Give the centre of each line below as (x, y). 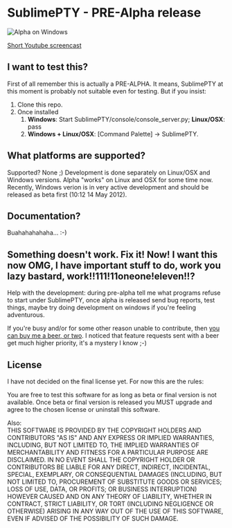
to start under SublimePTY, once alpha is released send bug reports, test (111, 300)
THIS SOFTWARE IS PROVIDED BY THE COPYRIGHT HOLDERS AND (105, 430)
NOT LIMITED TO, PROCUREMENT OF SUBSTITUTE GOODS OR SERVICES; (115, 482)
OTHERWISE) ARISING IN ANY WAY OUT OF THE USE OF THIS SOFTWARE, (115, 511)
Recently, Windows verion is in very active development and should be (108, 187)
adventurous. (26, 315)
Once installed (38, 111)
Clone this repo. (40, 104)
